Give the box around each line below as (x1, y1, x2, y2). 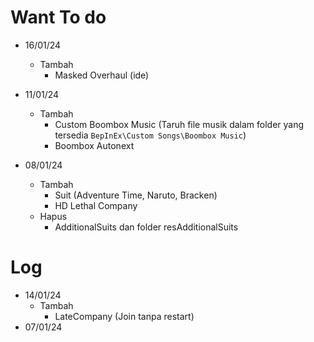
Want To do (10, 6, 107, 29)
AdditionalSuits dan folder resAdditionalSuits (54, 221, 239, 233)
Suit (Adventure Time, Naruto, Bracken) (54, 189, 218, 201)
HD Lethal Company (54, 199, 138, 211)
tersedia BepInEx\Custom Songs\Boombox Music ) (54, 129, 247, 141)
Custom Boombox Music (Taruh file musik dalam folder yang (54, 118, 305, 130)
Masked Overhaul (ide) (54, 69, 150, 81)
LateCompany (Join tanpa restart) (54, 310, 195, 322)
